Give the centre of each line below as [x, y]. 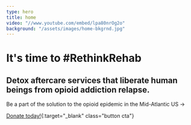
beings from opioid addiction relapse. [78, 90]
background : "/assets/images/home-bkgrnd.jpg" [66, 29]
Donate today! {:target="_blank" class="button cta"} [70, 116]
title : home [21, 17]
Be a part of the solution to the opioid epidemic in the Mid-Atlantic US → [96, 104]
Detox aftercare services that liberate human [92, 80]
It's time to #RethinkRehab [74, 58]
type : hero [20, 12]
